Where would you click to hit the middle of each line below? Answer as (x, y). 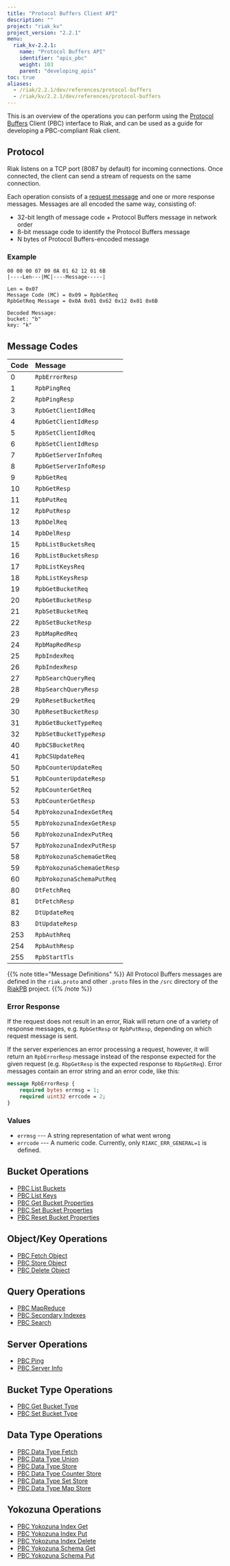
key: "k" (20, 325)
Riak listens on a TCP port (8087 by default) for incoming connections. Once (115, 168)
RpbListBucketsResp (67, 555)
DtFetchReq (53, 890)
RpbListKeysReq (60, 566)
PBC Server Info (40, 1368)
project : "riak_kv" (35, 26)
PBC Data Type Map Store (54, 1488)
